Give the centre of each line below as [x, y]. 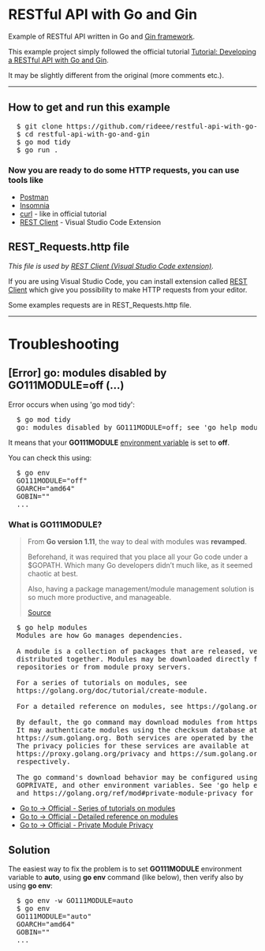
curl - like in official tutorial [63, 214]
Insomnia [34, 206]
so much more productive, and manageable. [99, 598]
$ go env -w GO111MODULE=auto [75, 900]
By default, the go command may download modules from [125, 722]
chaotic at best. [53, 574]
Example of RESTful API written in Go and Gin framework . [102, 36]
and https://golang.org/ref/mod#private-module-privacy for [135, 793]
